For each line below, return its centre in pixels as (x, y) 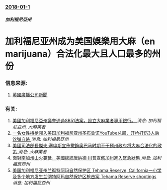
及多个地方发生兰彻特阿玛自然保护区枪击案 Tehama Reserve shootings (84, 177)
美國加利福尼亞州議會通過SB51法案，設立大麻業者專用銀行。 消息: (80, 121)
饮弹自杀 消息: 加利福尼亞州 (40, 139)
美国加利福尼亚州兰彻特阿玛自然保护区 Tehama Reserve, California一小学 (87, 171)
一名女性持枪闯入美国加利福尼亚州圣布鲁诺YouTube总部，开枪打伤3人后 (86, 133)
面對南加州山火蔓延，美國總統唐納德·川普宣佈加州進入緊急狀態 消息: (82, 158)
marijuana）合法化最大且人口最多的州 (83, 54)
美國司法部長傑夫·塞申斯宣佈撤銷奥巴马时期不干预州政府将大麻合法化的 (85, 146)
